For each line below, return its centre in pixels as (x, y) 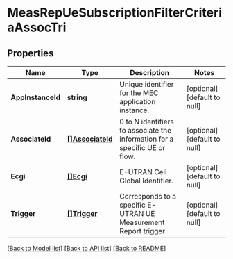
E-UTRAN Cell (143, 172)
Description (150, 73)
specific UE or (143, 148)
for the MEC (139, 93)
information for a (147, 139)
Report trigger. (144, 231)
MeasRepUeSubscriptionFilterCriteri (114, 13)
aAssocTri (37, 27)
